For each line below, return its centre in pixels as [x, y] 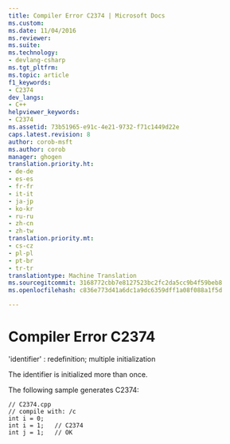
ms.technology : [33, 53]
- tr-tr [21, 268]
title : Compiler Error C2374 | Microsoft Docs [87, 16]
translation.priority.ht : [51, 165]
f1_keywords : [30, 82]
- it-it [21, 194]
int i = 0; [26, 418]
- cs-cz [21, 246]
